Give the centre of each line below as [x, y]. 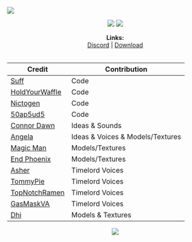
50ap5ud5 [28, 114]
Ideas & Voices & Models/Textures [126, 136]
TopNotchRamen [38, 192]
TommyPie [27, 181]
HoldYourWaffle [36, 92]
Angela [22, 136]
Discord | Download [115, 45]
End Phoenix [31, 159]
